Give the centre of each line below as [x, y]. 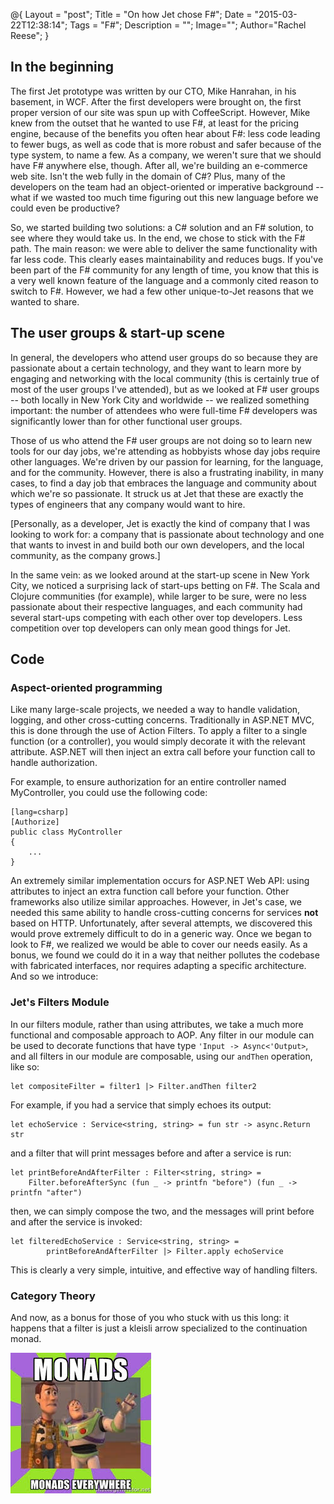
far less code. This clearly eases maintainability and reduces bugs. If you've [167, 259]
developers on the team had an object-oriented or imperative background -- [167, 186]
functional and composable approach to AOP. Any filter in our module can [162, 1035]
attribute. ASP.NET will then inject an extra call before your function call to [163, 752]
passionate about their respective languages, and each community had [156, 606]
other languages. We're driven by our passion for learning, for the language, [167, 461]
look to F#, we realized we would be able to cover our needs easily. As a [159, 945]
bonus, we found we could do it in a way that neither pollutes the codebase [165, 955]
